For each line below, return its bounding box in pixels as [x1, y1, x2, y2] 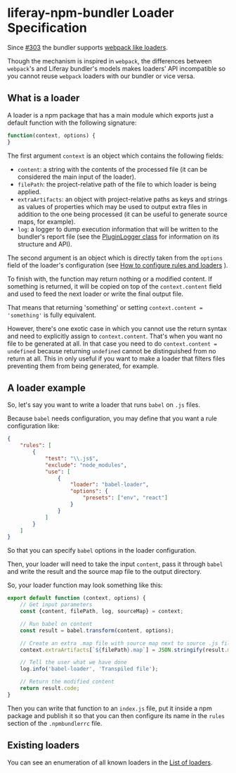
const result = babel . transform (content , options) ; [20, 627, 174, 634]
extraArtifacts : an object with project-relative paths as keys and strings [17, 195, 228, 203]
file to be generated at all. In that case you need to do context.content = [7, 339, 218, 348]
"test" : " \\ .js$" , [44, 455, 99, 462]
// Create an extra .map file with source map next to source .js [20, 639, 218, 647]
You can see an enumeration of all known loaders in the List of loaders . [7, 758, 213, 767]
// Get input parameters [20, 601, 93, 608]
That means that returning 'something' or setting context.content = [7, 303, 203, 311]
